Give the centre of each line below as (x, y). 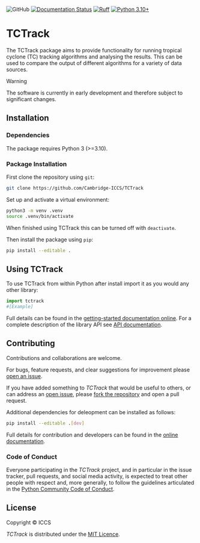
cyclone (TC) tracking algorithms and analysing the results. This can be (95, 57)
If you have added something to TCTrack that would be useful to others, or (98, 388)
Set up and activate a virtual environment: (58, 199)
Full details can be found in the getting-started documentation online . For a (99, 318)
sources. (17, 69)
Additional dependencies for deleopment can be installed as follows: (91, 412)
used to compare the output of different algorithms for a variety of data (94, 63)
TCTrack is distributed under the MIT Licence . (63, 534)
